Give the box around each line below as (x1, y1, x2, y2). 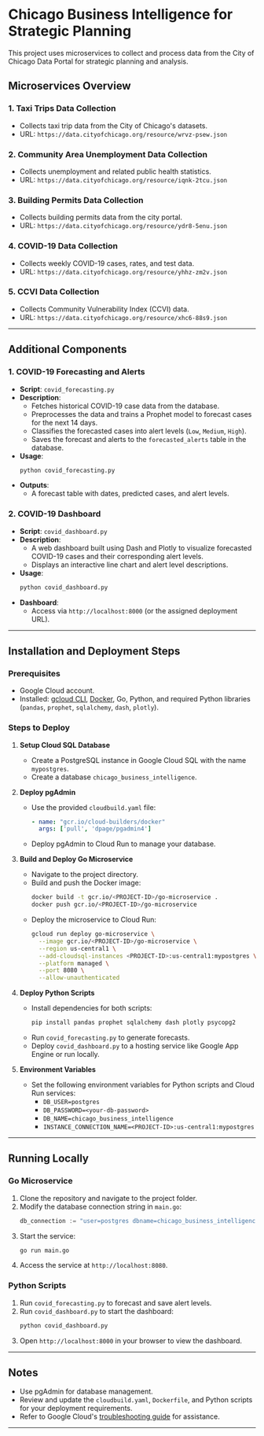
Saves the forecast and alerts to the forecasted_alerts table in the (31, 434, 247, 444)
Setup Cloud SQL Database (19, 740, 110, 749)
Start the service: (19, 1231, 76, 1240)
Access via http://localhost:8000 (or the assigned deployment (31, 606, 238, 615)
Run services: (31, 1088, 76, 1098)
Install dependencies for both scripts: (31, 1003, 152, 1013)
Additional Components (8, 343, 127, 356)
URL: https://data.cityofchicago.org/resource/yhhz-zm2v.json (19, 267, 228, 276)
